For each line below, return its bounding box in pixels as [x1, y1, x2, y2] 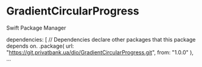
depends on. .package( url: [6, 42, 74, 49]
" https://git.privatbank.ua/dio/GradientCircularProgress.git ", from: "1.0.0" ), [6, 48, 193, 56]
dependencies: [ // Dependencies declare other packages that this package [6, 36, 196, 43]
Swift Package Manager [6, 24, 66, 31]
